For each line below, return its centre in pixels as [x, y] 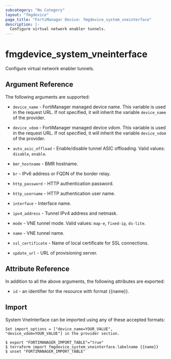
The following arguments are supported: [48, 97]
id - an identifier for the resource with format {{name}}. [71, 291]
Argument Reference [39, 85]
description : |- [22, 24]
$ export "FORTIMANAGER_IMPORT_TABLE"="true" [54, 342]
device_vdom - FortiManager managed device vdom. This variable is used [89, 127]
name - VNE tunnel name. [39, 233]
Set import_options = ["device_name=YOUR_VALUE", [59, 329]
